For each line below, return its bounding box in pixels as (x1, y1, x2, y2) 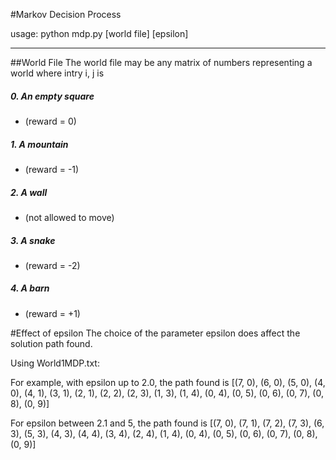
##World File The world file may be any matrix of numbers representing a (10, 57, 313, 68)
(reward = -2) (24, 259, 81, 271)
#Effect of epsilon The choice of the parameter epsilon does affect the (10, 327, 301, 339)
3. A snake (10, 234, 56, 246)
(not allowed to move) (24, 211, 115, 223)
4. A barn (10, 282, 50, 294)
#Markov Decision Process (10, 9, 122, 20)
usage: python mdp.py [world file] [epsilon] (10, 28, 189, 39)
